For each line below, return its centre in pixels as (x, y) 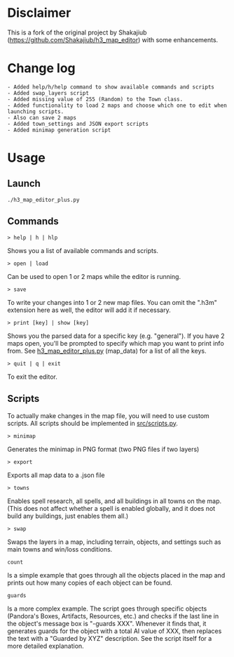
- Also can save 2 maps (42, 117)
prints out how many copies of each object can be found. (90, 583)
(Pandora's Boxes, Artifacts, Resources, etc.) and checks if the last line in (113, 616)
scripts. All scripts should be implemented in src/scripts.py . (93, 423)
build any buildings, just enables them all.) (68, 516)
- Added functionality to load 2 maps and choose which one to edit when (117, 105)
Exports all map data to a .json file (56, 475)
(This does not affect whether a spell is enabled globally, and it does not (111, 508)
